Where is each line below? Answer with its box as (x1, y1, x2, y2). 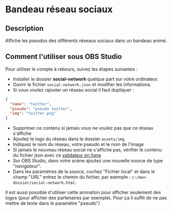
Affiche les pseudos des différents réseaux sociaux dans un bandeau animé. (5, 37, 167, 44)
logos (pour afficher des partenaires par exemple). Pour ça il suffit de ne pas (5, 195, 167, 201)
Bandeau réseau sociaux (5, 4, 113, 15)
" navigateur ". (12, 163, 41, 170)
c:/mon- (131, 175, 148, 180)
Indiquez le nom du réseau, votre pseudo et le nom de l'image (12, 141, 144, 147)
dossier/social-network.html (12, 180, 75, 185)
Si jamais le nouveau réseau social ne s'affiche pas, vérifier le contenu (12, 147, 162, 153)
